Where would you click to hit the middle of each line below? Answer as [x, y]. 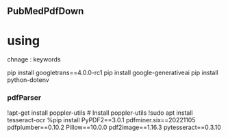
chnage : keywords [34, 59]
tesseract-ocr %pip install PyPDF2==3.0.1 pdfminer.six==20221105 [102, 120]
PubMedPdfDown [46, 11]
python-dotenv [28, 80]
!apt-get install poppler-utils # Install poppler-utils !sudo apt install [100, 113]
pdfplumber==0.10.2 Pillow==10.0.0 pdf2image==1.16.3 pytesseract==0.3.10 [114, 127]
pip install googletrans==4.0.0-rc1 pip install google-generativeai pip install [113, 73]
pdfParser [24, 98]
